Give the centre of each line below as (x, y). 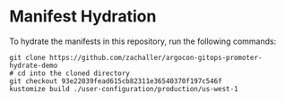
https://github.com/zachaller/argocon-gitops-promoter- (155, 57)
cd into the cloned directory (73, 73)
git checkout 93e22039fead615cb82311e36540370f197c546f (116, 81)
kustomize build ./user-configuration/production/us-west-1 (124, 89)
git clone (28, 57)
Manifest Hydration (83, 17)
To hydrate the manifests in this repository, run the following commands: (143, 41)
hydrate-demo (34, 65)
